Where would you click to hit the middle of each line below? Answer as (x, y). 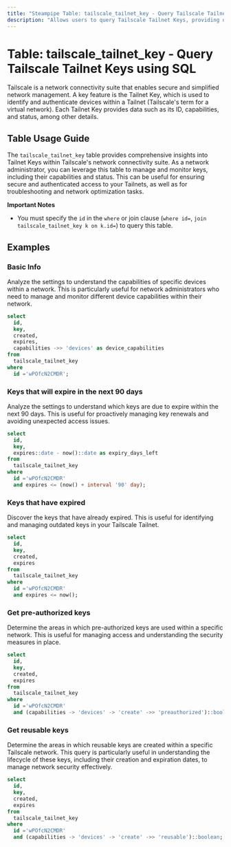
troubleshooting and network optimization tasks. (76, 192)
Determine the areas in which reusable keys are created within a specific (110, 745)
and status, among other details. (53, 117)
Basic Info (24, 267)
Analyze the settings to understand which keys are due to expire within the (113, 406)
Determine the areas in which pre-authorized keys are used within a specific (115, 628)
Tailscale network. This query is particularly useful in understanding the (109, 752)
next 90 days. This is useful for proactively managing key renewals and (108, 414)
